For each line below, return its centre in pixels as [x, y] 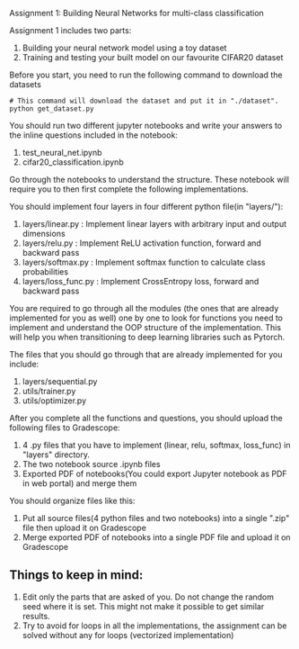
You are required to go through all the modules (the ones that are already [144, 308]
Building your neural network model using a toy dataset [124, 48]
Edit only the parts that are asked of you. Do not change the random [148, 597]
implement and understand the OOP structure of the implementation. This [145, 327]
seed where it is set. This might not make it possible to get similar [143, 606]
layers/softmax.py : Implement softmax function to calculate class [144, 262]
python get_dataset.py [52, 109]
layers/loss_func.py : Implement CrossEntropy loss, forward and [141, 281]
